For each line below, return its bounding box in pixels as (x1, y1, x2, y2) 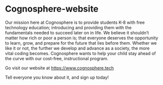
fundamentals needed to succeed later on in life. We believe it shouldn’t (5, 30, 149, 35)
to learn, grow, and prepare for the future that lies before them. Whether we (5, 40, 157, 46)
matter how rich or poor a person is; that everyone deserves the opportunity (5, 35, 159, 41)
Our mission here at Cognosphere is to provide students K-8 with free (5, 19, 145, 25)
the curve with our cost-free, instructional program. (5, 55, 109, 61)
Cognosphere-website (5, 3, 99, 15)
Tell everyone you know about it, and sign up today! (5, 74, 109, 80)
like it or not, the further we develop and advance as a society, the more (5, 45, 150, 51)
